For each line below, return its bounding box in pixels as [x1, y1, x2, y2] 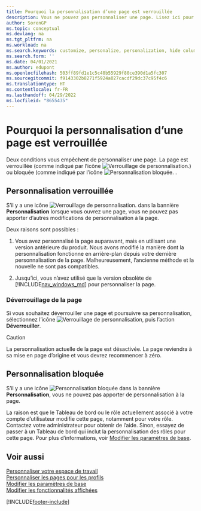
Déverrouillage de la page [6, 296, 83, 304]
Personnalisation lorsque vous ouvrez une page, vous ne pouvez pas [6, 208, 178, 215]
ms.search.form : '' [6, 53, 55, 59]
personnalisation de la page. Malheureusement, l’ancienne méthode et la [14, 256, 194, 264]
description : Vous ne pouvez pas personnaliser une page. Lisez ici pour [6, 14, 194, 20]
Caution [6, 333, 26, 341]
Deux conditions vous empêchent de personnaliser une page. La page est [6, 156, 188, 163]
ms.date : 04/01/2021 [6, 59, 58, 65]
